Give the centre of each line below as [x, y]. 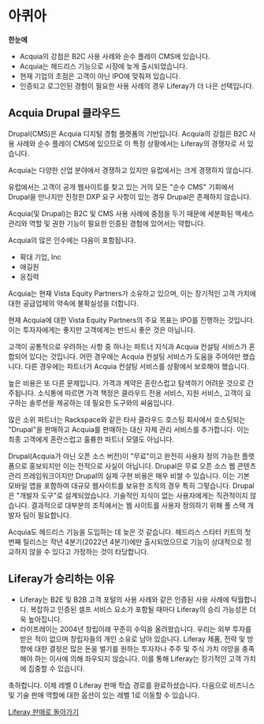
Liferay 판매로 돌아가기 [44, 711]
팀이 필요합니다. [47, 515]
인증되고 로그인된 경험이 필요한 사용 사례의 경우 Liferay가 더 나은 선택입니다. [137, 86]
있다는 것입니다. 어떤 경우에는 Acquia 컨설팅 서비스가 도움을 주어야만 [135, 356]
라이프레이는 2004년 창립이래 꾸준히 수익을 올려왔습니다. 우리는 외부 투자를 [136, 629]
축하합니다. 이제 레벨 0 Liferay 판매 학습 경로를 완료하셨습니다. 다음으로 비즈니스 [132, 685]
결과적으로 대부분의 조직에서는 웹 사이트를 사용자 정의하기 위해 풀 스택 [138, 505]
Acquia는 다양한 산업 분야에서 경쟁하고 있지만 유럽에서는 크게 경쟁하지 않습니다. [131, 170]
